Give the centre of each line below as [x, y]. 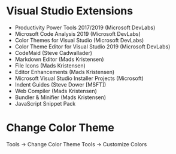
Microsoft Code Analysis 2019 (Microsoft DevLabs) [78, 33]
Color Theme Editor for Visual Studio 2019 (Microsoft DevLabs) [92, 47]
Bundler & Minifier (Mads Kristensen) [60, 97]
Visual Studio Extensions [70, 11]
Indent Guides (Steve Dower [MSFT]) [60, 84]
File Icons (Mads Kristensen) [50, 65]
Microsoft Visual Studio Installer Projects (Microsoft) [79, 78]
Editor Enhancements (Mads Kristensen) [65, 72]
